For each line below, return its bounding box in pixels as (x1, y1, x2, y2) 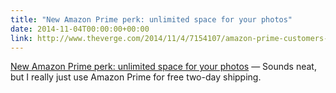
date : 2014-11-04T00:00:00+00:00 (10, 24, 150, 34)
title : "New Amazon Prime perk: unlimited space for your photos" (10, 14, 293, 25)
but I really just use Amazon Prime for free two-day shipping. (10, 71, 262, 83)
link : (10, 33, 33, 43)
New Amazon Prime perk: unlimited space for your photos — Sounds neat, (10, 61, 317, 73)
